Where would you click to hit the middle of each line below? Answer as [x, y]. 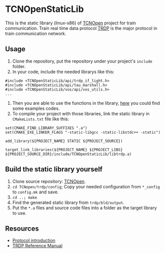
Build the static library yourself [54, 169]
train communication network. [36, 33]
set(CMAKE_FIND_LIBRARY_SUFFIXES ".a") [46, 128]
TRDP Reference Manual [37, 246]
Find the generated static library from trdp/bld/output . [68, 202]
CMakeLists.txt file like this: [41, 119]
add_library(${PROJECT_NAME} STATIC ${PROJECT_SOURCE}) [64, 141]
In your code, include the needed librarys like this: [63, 72]
